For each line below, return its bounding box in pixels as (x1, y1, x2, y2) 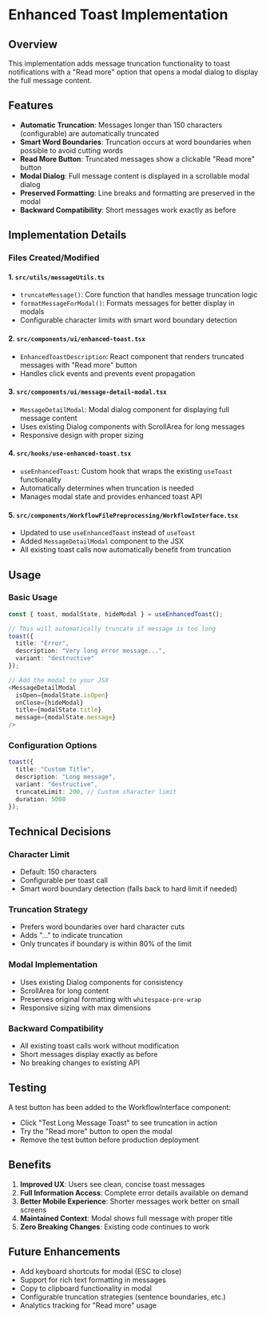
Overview (8, 38, 58, 51)
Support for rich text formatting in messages (19, 1275, 166, 1284)
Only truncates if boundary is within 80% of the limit (19, 939, 192, 949)
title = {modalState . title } (15, 706, 102, 714)
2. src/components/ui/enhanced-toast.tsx (8, 334, 146, 343)
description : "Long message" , (15, 773, 116, 781)
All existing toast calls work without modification (19, 1041, 180, 1051)
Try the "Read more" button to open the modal (19, 1126, 173, 1136)
